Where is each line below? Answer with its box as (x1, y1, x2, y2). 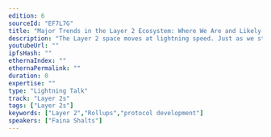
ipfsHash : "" (8, 49, 52, 57)
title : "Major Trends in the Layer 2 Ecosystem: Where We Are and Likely (8, 27, 262, 35)
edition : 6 (8, 11, 45, 20)
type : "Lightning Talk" (8, 86, 89, 95)
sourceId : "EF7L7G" (8, 19, 74, 27)
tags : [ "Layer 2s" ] (8, 102, 74, 110)
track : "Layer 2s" (8, 94, 70, 102)
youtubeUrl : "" (8, 42, 60, 50)
